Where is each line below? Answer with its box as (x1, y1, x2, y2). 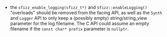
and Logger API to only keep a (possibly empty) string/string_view (10, 15, 148, 21)
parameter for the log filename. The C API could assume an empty (10, 20, 149, 26)
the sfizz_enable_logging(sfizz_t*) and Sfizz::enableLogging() (10, 5, 148, 10)
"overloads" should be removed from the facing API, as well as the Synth (10, 10, 162, 16)
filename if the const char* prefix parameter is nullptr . (10, 26, 129, 32)
